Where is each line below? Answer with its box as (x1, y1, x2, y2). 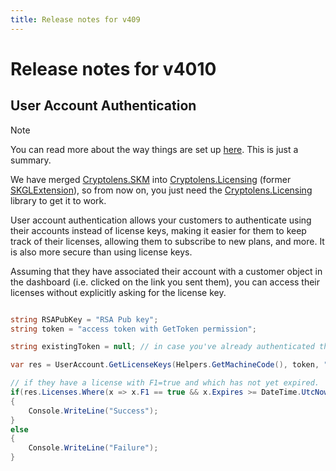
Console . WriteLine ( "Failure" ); (28, 443, 159, 453)
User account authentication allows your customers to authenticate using (10, 214, 312, 226)
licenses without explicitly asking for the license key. (10, 286, 227, 298)
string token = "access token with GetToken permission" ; (10, 324, 257, 334)
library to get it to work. (10, 194, 107, 206)
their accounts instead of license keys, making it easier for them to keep (10, 224, 307, 236)
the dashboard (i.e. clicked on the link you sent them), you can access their (10, 276, 321, 288)
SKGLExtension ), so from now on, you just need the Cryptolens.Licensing (10, 184, 313, 196)
